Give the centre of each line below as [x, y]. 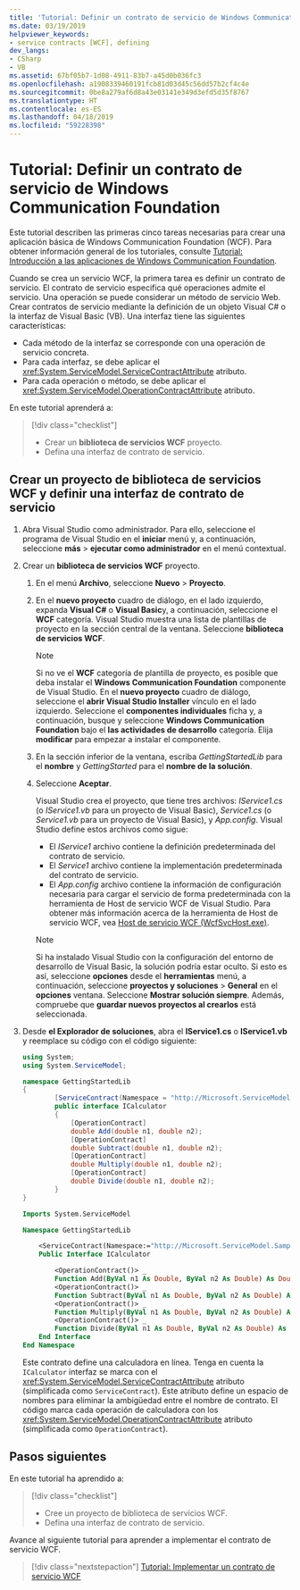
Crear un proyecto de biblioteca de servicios [135, 480]
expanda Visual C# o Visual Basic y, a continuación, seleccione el [157, 609]
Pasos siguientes [58, 1457]
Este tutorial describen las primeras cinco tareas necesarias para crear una [147, 232]
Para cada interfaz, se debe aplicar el [91, 362]
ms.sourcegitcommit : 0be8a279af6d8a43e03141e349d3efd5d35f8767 [129, 92]
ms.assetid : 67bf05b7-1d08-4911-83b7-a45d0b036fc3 [105, 76]
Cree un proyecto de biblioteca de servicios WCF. [136, 1513]
